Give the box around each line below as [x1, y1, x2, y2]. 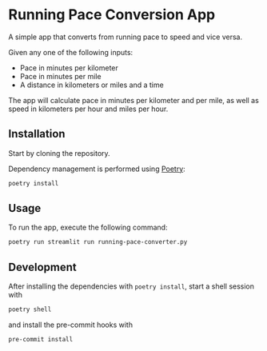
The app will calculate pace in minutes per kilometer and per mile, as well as [8, 95, 260, 105]
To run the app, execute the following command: [8, 222, 168, 233]
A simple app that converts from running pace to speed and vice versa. [8, 32, 243, 42]
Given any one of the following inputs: [8, 47, 133, 57]
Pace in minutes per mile [19, 71, 102, 81]
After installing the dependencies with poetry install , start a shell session [8, 281, 254, 291]
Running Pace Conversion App [8, 6, 216, 24]
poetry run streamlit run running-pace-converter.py [8, 238, 188, 246]
